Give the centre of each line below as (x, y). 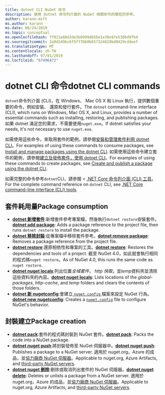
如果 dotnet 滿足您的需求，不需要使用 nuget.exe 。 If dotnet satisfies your (78, 123)
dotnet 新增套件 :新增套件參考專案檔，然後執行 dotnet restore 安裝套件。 (86, 219)
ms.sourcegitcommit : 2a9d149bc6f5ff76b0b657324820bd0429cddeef (72, 42)
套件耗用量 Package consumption (57, 206)
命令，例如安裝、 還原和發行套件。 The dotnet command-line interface (85, 107)
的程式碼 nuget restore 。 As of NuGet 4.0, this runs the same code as (82, 259)
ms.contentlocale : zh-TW (31, 51)
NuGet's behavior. (31, 305)
